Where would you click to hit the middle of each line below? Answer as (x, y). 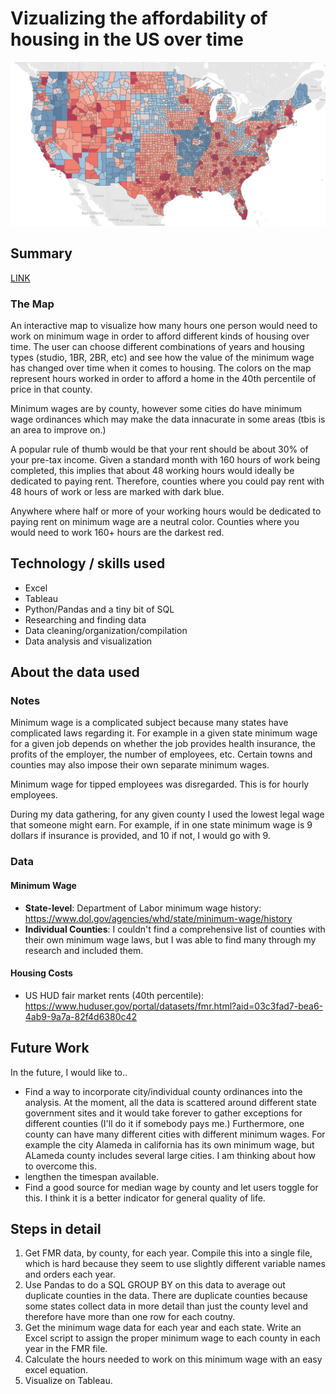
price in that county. (51, 389)
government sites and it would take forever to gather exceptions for (163, 1113)
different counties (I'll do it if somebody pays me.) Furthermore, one (164, 1123)
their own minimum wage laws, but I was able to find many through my (170, 939)
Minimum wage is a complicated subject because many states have (149, 723)
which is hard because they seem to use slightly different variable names (175, 1264)
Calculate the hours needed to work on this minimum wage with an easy (173, 1359)
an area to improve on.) (58, 429)
